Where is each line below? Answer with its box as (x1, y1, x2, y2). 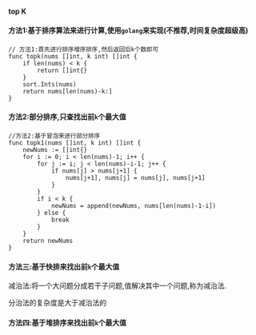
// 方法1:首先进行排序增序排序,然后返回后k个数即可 (8, 45, 158, 54)
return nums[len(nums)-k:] (22, 87, 113, 95)
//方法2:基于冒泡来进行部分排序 (8, 132, 101, 140)
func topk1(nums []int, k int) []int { (8, 139, 142, 147)
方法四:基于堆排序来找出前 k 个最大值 (8, 317, 126, 327)
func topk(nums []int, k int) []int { (8, 52, 138, 60)
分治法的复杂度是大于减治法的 (8, 298, 106, 308)
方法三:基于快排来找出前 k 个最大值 (8, 261, 120, 271)
